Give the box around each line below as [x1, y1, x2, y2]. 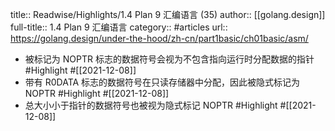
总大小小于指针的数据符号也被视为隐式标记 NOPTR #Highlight [24, 99, 278, 111]
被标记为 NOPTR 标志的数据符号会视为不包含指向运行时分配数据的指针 [24, 53, 315, 65]
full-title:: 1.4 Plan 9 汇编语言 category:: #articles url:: [10, 21, 228, 33]
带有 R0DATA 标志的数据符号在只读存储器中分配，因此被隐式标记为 [24, 76, 301, 88]
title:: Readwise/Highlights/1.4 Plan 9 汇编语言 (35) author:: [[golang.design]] [10, 9, 326, 20]
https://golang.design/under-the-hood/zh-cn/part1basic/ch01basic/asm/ [10, 33, 309, 44]
